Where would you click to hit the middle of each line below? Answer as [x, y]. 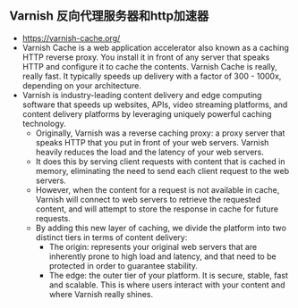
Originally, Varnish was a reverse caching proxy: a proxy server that [160, 133]
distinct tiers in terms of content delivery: [111, 237]
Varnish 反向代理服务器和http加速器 [109, 16]
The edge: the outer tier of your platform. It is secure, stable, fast [168, 275]
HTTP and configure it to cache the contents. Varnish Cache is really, [149, 66]
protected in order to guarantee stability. [123, 265]
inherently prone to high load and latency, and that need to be [162, 256]
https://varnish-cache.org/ [71, 37]
